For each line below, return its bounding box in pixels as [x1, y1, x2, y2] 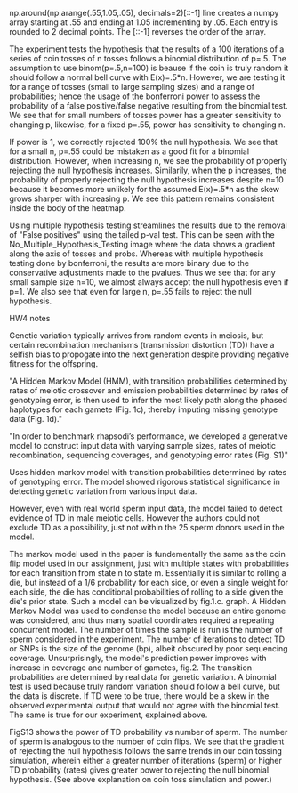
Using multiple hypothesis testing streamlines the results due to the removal [9, 220, 287, 231]
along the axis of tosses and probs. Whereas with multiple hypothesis [9, 248, 264, 259]
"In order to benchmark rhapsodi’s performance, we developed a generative [9, 431, 288, 441]
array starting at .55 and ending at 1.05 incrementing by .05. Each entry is [9, 17, 278, 28]
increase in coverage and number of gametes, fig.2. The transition [9, 662, 252, 673]
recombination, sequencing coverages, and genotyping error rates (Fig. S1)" [9, 449, 289, 460]
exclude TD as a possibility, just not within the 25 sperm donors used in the [9, 522, 285, 532]
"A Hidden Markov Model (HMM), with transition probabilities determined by [9, 376, 287, 386]
